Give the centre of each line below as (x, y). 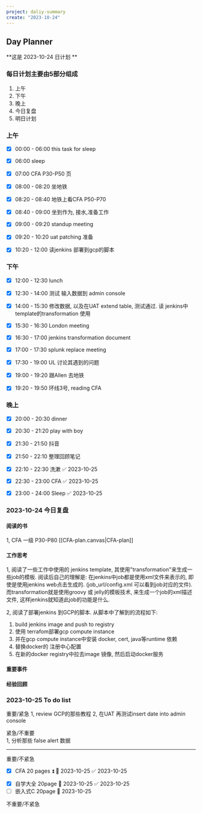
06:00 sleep (30, 161)
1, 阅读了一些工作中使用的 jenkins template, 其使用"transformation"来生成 (97, 569)
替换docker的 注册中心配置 (48, 646)
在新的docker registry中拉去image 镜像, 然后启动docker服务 (89, 654)
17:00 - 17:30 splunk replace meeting (60, 350)
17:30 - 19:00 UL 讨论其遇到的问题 (57, 363)
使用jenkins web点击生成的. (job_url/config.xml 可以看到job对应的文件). (105, 584)
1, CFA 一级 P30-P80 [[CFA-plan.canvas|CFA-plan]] (70, 540)
